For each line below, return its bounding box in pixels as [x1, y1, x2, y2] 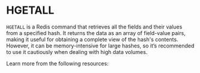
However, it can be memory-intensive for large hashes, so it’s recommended [6, 42, 195, 49]
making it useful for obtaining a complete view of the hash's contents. [6, 36, 178, 43]
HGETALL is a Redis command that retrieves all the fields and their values [6, 23, 183, 30]
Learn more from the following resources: [6, 60, 109, 67]
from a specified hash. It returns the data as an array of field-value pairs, [6, 29, 186, 36]
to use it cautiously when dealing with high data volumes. [6, 48, 148, 55]
